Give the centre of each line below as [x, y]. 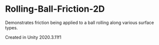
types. [12, 27]
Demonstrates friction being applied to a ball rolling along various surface [79, 22]
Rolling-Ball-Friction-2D [55, 9]
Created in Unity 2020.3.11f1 [33, 37]
